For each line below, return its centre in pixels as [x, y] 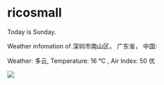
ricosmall [35, 13]
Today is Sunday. [32, 32]
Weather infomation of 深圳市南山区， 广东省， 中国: [82, 46]
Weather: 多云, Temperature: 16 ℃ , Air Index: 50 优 [81, 61]
